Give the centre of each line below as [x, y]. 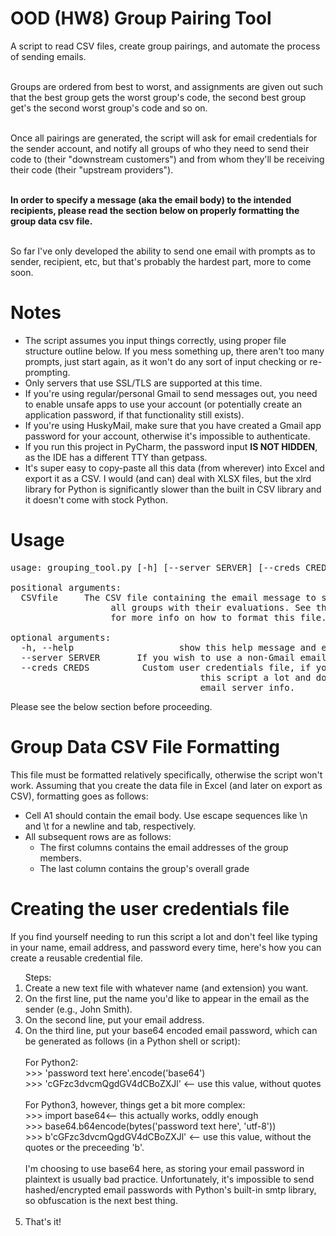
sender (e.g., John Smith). [78, 1009]
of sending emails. [48, 56]
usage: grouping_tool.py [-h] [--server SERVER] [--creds [155, 567]
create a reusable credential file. [76, 958]
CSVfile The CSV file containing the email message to [168, 597]
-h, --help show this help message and [168, 647]
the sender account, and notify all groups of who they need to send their [160, 148]
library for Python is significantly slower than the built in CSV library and [173, 489]
